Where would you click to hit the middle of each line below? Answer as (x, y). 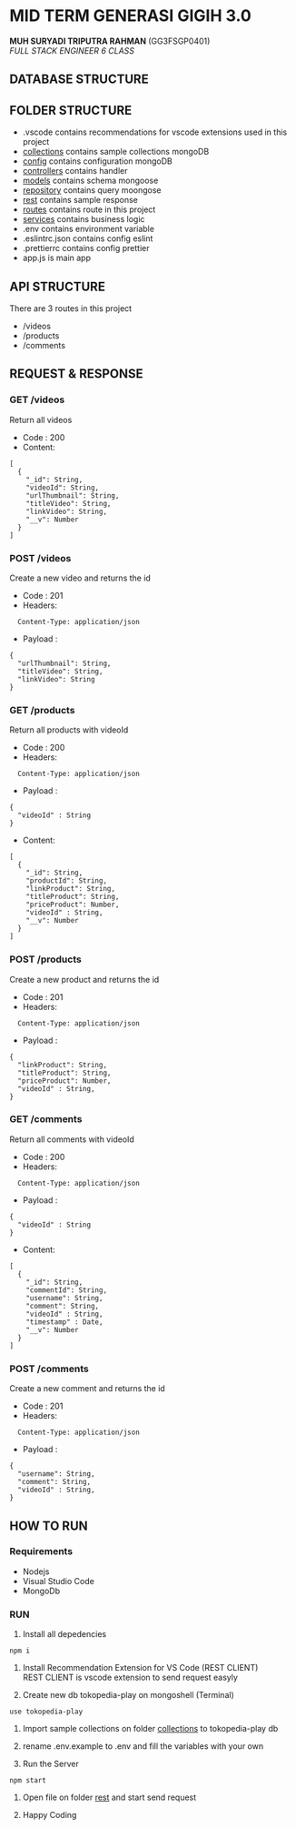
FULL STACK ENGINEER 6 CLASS (72, 50)
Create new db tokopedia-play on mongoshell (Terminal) (128, 1695)
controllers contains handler (75, 171)
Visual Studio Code (59, 1581)
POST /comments (49, 1369)
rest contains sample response (80, 200)
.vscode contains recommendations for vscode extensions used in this (155, 132)
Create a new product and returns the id (84, 979)
